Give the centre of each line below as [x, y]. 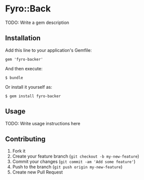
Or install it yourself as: [29, 87]
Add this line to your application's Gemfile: [48, 50]
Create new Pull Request [37, 172]
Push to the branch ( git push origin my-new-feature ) [67, 167]
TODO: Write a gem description [37, 22]
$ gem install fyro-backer [33, 96]
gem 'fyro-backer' [24, 59]
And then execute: [24, 68]
